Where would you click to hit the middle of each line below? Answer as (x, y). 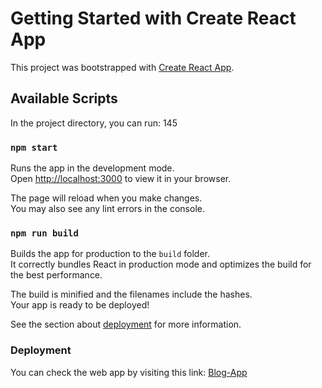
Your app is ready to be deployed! (80, 305)
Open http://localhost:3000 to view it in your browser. (121, 179)
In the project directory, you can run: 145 (94, 123)
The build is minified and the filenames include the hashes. (131, 294)
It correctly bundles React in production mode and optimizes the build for (161, 264)
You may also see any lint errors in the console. (107, 209)
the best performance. (56, 275)
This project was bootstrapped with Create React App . (122, 67)
